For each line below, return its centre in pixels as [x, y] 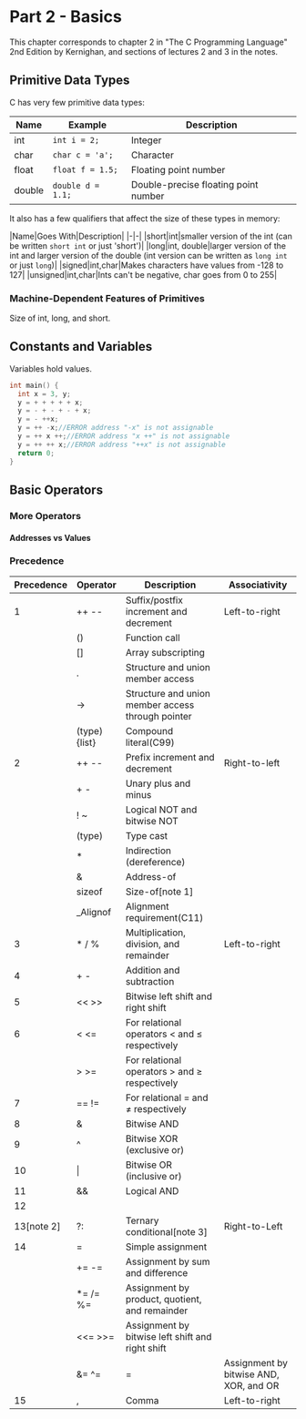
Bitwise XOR [152, 1138]
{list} [86, 742]
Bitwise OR [149, 1165]
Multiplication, [156, 933]
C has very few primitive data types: [77, 102]
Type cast [147, 835]
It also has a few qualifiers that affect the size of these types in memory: [145, 218]
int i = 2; [76, 140]
